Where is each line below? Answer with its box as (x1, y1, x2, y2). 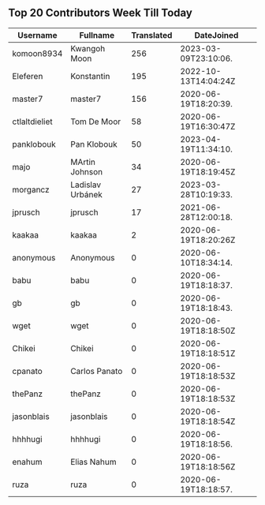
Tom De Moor (70, 116, 121, 127)
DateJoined (194, 29, 239, 40)
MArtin (70, 156, 96, 167)
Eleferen (12, 70, 43, 81)
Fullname (79, 29, 115, 40)
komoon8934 (12, 47, 63, 58)
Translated (131, 29, 173, 40)
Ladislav (70, 179, 101, 190)
